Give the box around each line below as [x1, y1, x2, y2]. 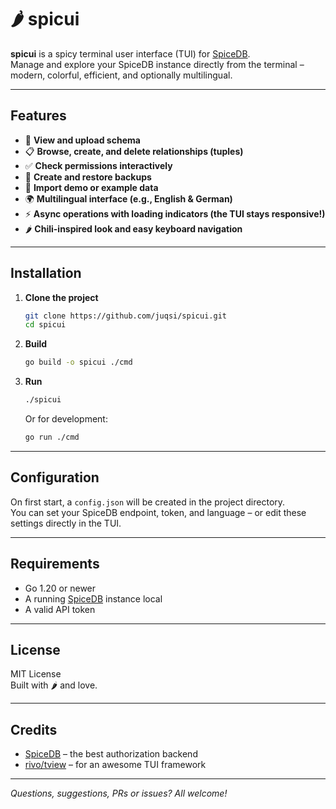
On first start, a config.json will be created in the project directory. [10, 496, 286, 508]
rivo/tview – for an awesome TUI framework [24, 759, 207, 771]
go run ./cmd [24, 432, 80, 443]
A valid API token [24, 603, 96, 615]
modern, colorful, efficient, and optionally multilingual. [10, 69, 233, 81]
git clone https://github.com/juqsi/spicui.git [24, 311, 227, 321]
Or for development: [24, 413, 108, 425]
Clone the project [24, 291, 99, 303]
